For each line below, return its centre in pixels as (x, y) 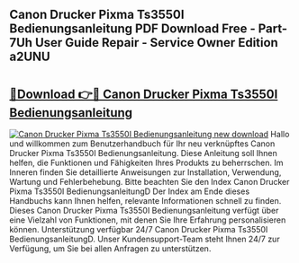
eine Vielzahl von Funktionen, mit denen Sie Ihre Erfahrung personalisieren (148, 220)
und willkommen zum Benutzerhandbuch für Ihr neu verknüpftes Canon (142, 144)
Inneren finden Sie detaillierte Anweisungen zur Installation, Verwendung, (145, 172)
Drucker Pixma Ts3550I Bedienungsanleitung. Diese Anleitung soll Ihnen (143, 153)
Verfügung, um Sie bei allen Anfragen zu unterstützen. (110, 249)
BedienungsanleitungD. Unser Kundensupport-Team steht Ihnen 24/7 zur (145, 239)
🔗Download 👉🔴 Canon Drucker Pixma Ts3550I (144, 94)
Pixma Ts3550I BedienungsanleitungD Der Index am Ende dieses (130, 191)
